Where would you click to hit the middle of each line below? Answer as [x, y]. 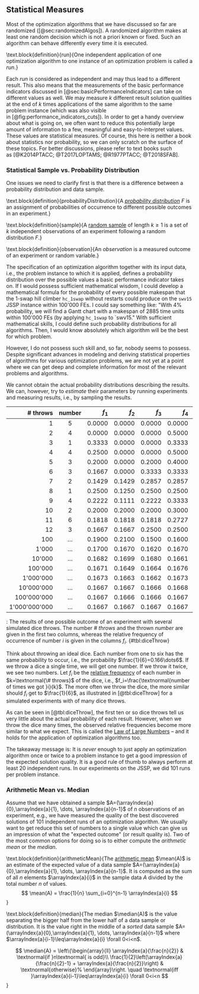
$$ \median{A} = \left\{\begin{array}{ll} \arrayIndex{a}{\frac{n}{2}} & [99, 951]
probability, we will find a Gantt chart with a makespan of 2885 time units [95, 311]
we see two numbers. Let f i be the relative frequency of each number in [94, 673]
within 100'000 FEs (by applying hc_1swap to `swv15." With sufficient [89, 318]
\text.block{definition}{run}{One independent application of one [84, 54]
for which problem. [29, 337]
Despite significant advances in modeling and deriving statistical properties [98, 355]
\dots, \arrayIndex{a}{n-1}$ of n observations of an [122, 809]
